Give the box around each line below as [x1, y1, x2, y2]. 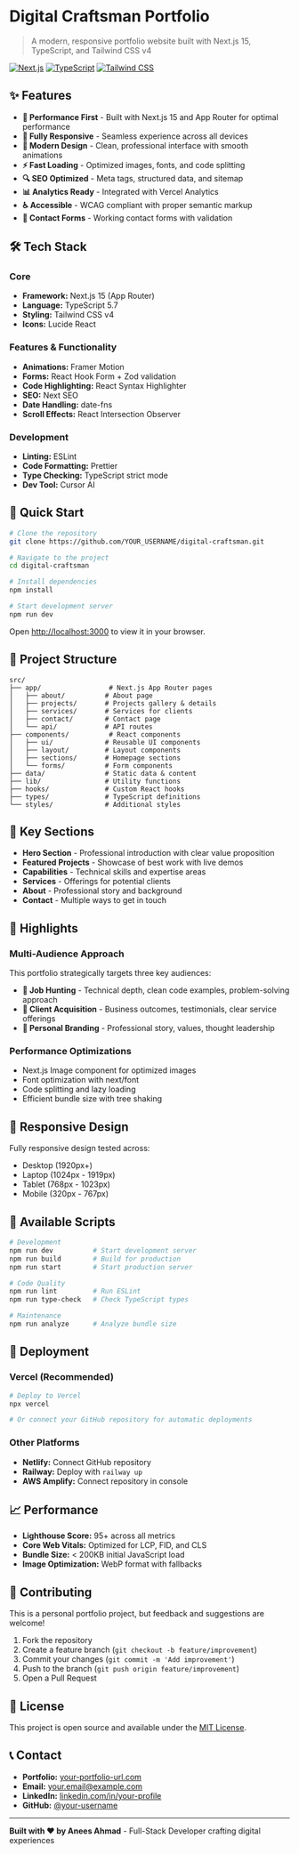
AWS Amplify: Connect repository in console [21, 1475, 189, 1487]
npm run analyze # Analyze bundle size [9, 1319, 177, 1329]
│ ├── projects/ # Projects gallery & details [9, 698, 217, 708]
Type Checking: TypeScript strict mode [21, 470, 169, 481]
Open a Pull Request [21, 1673, 98, 1683]
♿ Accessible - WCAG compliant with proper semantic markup [21, 199, 253, 210]
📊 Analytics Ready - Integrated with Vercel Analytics [21, 186, 220, 197]
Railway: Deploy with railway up [21, 1466, 142, 1477]
